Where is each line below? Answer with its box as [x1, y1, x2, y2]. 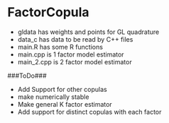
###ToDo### [7, 71, 48, 80]
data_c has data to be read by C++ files [17, 35, 133, 43]
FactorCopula [7, 4, 90, 20]
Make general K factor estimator [17, 100, 112, 108]
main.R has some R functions [17, 42, 103, 51]
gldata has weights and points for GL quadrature [17, 28, 160, 36]
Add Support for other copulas [17, 85, 108, 93]
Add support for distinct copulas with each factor [17, 107, 162, 116]
